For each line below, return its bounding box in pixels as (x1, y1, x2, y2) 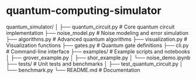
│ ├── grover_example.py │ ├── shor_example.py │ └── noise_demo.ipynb (6, 54, 191, 61)
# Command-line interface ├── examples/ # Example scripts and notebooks (6, 48, 190, 55)
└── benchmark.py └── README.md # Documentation (6, 66, 140, 73)
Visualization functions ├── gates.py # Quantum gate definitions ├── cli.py (6, 42, 189, 49)
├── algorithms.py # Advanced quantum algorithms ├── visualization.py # (6, 35, 188, 42)
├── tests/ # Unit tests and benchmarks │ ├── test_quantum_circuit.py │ (6, 60, 183, 67)
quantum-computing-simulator (6, 4, 162, 17)
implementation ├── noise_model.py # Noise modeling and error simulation (6, 29, 189, 36)
